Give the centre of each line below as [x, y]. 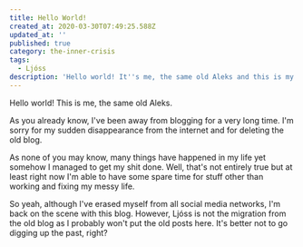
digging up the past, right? [59, 232]
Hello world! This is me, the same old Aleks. [91, 103]
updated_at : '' [38, 35]
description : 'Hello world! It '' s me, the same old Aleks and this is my [152, 77]
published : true [40, 43]
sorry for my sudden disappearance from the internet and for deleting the [147, 130]
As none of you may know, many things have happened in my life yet [137, 157]
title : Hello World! [49, 18]
